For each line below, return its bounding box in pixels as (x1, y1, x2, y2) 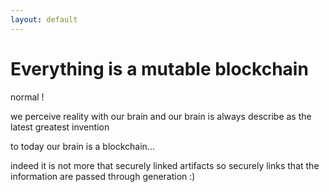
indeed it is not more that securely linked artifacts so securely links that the (10, 159, 320, 171)
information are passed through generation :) (10, 170, 196, 182)
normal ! (10, 91, 45, 103)
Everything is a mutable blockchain (10, 57, 309, 80)
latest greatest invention (10, 121, 110, 133)
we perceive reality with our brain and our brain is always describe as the (10, 110, 312, 122)
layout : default (10, 14, 78, 25)
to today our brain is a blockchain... (10, 140, 155, 152)
